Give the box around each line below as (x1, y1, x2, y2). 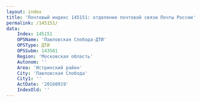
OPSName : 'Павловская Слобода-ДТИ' (17, 37, 107, 43)
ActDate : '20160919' (17, 82, 69, 88)
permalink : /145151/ (6, 20, 59, 26)
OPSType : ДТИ (17, 43, 50, 49)
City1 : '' (17, 76, 42, 82)
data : (6, 25, 20, 32)
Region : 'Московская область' (17, 53, 94, 59)
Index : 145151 (17, 31, 53, 37)
